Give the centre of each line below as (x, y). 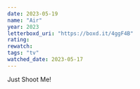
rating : (19, 40)
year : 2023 (23, 27)
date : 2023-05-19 (33, 14)
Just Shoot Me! (29, 79)
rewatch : (20, 46)
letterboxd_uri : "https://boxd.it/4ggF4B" (70, 33)
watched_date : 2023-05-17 (45, 60)
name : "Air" (25, 20)
